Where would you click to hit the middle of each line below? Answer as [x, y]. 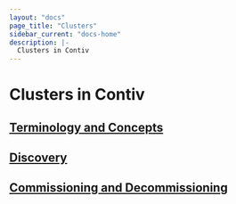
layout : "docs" [37, 17]
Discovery [38, 158]
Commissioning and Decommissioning [119, 188]
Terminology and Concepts [86, 127]
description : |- [39, 42]
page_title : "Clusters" [53, 26]
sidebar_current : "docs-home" [65, 34]
